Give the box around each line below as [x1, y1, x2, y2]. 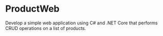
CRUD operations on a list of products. [5, 25, 87, 31]
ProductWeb [5, 3, 60, 15]
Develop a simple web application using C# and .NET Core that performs [5, 20, 158, 26]
